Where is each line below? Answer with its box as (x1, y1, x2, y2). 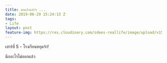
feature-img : (5, 30, 32, 35)
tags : (5, 16, 16, 21)
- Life (5, 21, 19, 26)
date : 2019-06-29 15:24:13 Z (5, 12, 66, 17)
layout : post (5, 26, 32, 31)
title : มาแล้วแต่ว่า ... (5, 7, 46, 12)
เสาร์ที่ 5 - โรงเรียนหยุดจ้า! (5, 44, 49, 49)
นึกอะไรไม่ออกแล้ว (5, 54, 36, 59)
